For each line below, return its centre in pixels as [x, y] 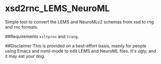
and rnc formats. [22, 27]
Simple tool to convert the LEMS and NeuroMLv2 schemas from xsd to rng [80, 22]
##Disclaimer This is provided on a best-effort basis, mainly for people [76, 46]
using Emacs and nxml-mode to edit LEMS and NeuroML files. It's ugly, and [81, 51]
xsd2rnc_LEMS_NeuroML [57, 8]
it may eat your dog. [25, 56]
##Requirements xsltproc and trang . [42, 36]
